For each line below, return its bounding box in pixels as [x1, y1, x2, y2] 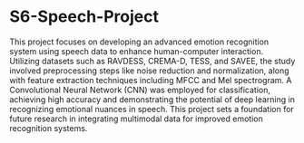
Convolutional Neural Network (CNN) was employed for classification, [9, 84, 270, 95]
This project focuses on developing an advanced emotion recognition [9, 36, 270, 47]
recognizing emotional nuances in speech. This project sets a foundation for [9, 103, 295, 114]
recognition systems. [9, 122, 88, 133]
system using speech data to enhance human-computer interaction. [9, 45, 264, 56]
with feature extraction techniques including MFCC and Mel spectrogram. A [9, 74, 292, 85]
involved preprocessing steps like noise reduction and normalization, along [9, 65, 289, 76]
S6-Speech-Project [9, 6, 159, 27]
